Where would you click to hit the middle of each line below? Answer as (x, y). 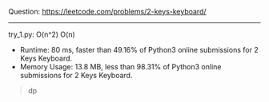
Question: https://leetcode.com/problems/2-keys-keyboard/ (107, 12)
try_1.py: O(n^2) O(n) (42, 34)
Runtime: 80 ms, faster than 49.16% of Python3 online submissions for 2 (139, 50)
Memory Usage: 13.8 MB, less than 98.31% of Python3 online (120, 67)
